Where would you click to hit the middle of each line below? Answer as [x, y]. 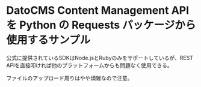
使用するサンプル [48, 40]
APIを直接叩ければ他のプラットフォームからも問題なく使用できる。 [89, 65]
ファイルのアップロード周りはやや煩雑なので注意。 [70, 78]
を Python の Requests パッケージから [101, 25]
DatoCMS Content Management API [98, 10]
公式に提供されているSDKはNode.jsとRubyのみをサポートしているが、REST [100, 58]
